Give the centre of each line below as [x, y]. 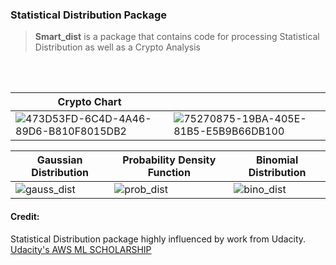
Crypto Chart [89, 102]
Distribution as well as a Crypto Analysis [117, 47]
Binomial [277, 160]
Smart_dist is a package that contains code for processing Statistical [177, 37]
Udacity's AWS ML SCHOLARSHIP [81, 249]
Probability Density [169, 160]
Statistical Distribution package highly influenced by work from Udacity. [158, 239]
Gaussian [59, 160]
